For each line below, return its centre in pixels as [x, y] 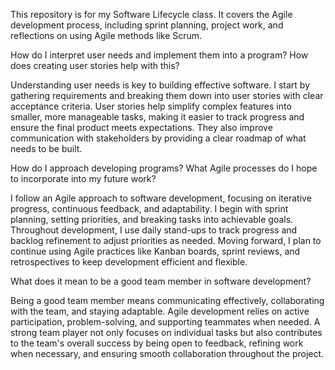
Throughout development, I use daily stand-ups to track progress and [154, 230]
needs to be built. [46, 148]
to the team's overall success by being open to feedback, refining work [157, 343]
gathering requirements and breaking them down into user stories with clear [167, 95]
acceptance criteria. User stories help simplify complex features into [151, 106]
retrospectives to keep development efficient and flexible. [129, 262]
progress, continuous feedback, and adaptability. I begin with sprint [149, 208]
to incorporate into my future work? [83, 178]
